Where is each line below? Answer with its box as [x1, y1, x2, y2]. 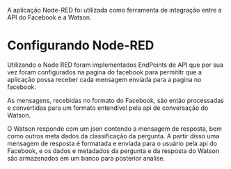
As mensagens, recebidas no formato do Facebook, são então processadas [7, 96, 224, 104]
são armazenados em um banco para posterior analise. [7, 154, 166, 162]
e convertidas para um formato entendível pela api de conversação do [7, 104, 209, 112]
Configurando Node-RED [7, 38, 154, 54]
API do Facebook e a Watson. [7, 13, 92, 22]
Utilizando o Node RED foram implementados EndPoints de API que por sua [7, 61, 224, 69]
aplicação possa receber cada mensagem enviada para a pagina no [7, 75, 202, 83]
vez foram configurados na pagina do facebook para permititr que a [7, 67, 202, 76]
